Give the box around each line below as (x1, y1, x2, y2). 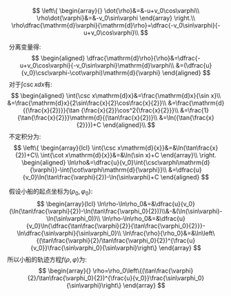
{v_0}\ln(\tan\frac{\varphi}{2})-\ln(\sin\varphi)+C (23, 173, 159, 181)
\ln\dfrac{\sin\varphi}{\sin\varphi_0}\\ (17, 228, 122, 237)
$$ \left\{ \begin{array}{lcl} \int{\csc (13, 144, 116, 152)
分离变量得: (8, 43, 41, 51)
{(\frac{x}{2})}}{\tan (23, 106, 80, 114)
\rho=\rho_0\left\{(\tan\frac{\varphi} (92, 266, 194, 275)
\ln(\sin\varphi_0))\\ (46, 214, 101, 222)
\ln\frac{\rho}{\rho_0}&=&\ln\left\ (123, 228, 215, 237)
